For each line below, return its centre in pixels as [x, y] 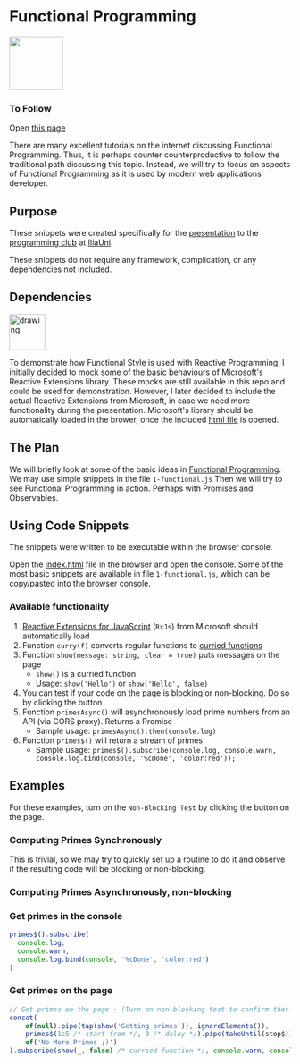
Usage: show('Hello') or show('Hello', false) [121, 683]
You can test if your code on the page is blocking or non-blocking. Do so [156, 692]
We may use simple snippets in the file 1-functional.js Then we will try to [146, 478]
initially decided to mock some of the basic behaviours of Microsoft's [136, 372]
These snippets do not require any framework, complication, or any [133, 260]
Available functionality [59, 607]
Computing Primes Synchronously [86, 840]
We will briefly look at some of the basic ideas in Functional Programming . [145, 469]
